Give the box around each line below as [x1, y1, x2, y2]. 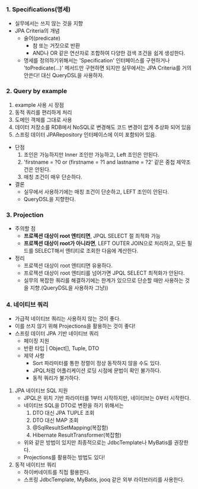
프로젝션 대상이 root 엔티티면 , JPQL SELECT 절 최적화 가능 [23, 232, 161, 239]
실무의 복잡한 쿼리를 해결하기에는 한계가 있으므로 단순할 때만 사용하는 [23, 277, 184, 284]
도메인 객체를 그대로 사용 [14, 116, 72, 123]
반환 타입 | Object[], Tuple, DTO [23, 345, 100, 352]
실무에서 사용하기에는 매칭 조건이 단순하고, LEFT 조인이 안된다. [23, 188, 169, 195]
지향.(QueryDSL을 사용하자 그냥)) [30, 284, 108, 291]
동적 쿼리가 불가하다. [32, 374, 81, 382]
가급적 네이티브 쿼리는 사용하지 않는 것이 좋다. [14, 315, 122, 322]
